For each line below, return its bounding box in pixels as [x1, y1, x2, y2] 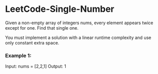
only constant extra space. [5, 39, 59, 45]
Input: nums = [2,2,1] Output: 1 [5, 63, 67, 70]
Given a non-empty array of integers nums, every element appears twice [5, 20, 154, 26]
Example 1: [5, 52, 32, 59]
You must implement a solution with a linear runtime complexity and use [5, 35, 152, 40]
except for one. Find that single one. [5, 25, 79, 31]
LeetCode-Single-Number [5, 3, 115, 15]
